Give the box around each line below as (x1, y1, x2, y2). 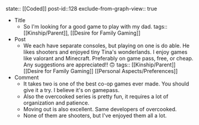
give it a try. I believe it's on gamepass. (23, 87, 120, 93)
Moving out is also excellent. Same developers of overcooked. (23, 106, 177, 112)
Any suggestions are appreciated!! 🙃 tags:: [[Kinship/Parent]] (23, 61, 176, 68)
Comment (14, 74, 39, 81)
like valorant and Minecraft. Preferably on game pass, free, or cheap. (23, 55, 194, 62)
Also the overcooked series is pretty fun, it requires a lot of (23, 93, 168, 100)
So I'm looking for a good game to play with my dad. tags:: (23, 23, 168, 30)
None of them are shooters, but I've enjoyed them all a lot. (23, 112, 167, 119)
